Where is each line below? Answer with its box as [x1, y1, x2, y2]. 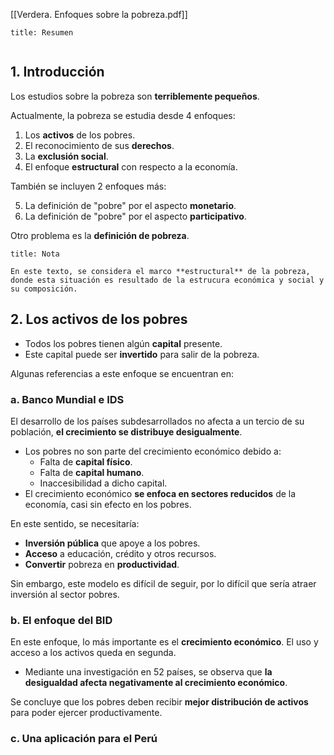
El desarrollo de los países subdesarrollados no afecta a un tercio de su [10, 415, 305, 427]
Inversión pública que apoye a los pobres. [24, 537, 201, 549]
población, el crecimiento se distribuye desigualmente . [10, 425, 243, 438]
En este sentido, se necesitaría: [10, 517, 140, 529]
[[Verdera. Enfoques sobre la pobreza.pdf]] [10, 9, 188, 20]
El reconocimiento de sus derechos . [24, 139, 175, 151]
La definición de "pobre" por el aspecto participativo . [24, 210, 247, 222]
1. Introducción [10, 64, 105, 81]
